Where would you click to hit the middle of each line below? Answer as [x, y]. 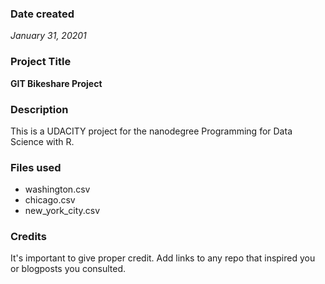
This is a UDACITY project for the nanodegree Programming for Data [151, 131]
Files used [36, 167]
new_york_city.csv [62, 211]
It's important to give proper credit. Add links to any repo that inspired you [163, 258]
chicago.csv [50, 200]
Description [39, 109]
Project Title [41, 62]
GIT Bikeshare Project [56, 83]
